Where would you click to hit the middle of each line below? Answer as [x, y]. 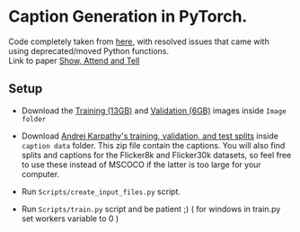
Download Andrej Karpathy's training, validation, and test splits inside [150, 136]
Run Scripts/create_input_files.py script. [101, 192]
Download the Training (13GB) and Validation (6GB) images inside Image [154, 111]
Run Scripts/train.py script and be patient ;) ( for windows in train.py [151, 209]
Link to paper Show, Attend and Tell [74, 60]
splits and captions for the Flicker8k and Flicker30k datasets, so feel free [156, 155]
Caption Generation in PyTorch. [128, 17]
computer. [40, 174]
